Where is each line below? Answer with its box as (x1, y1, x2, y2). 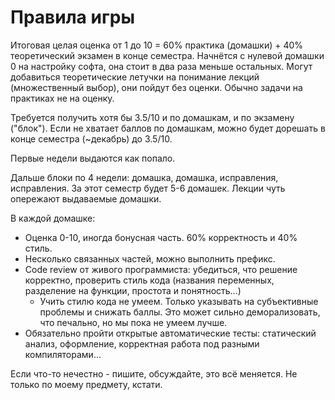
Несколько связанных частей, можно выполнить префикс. (24, 252, 276, 265)
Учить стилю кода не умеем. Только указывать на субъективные (39, 295, 319, 307)
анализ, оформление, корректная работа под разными (24, 337, 260, 350)
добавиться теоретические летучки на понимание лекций (10, 71, 260, 83)
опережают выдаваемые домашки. (10, 192, 162, 205)
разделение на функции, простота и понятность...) (24, 284, 242, 296)
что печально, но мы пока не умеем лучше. (39, 316, 228, 328)
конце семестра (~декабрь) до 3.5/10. (10, 132, 173, 145)
